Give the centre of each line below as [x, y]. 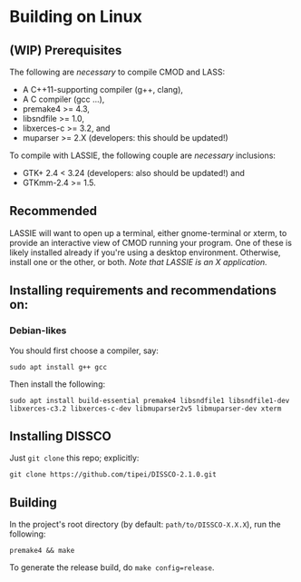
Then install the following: [58, 384]
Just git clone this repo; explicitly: [74, 458]
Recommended [53, 211]
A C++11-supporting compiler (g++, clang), [103, 89]
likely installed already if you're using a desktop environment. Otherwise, [145, 252]
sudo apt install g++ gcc [58, 367]
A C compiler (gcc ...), [63, 99]
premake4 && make [42, 551]
